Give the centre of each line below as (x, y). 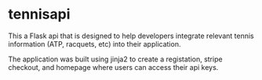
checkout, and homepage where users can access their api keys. (113, 67)
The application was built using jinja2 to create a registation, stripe (115, 59)
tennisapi (39, 14)
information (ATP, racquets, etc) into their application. (95, 43)
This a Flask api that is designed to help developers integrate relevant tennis (131, 36)
